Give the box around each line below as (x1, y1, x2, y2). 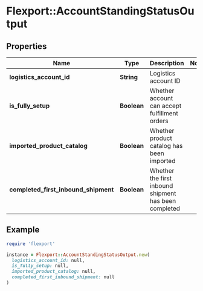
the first (149, 174, 172, 182)
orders (149, 117, 169, 125)
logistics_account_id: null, (11, 257, 85, 263)
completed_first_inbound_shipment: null (11, 274, 115, 280)
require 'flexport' (6, 240, 56, 247)
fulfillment (149, 109, 178, 117)
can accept (149, 101, 182, 110)
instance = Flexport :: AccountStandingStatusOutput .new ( (6, 252, 150, 258)
